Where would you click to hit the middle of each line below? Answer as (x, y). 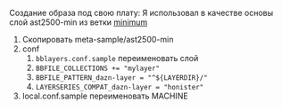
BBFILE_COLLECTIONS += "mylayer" (98, 68)
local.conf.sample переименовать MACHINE (105, 96)
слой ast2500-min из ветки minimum (79, 22)
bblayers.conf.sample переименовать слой (117, 58)
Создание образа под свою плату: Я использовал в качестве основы (141, 13)
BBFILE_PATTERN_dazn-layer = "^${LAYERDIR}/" (121, 78)
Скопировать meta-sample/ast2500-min (98, 39)
